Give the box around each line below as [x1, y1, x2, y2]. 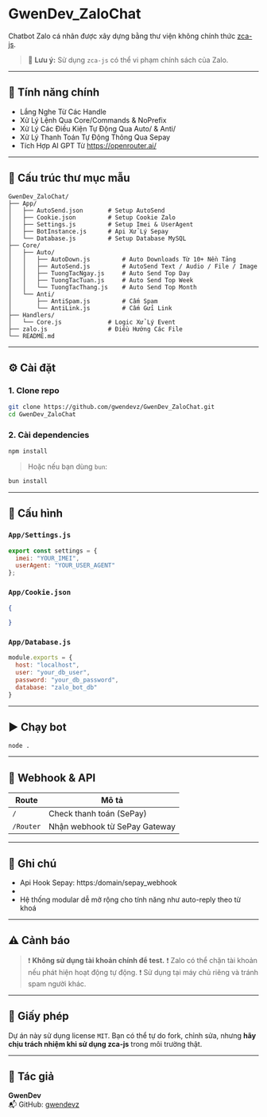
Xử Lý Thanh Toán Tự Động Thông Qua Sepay [19, 132, 171, 142]
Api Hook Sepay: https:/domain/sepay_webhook [19, 878, 177, 887]
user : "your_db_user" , [15, 669, 91, 677]
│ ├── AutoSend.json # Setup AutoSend [8, 206, 165, 214]
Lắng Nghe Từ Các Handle [19, 107, 107, 116]
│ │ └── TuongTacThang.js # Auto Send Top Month [8, 283, 197, 291]
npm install [8, 447, 48, 455]
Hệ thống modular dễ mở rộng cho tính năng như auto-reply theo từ [19, 895, 241, 905]
